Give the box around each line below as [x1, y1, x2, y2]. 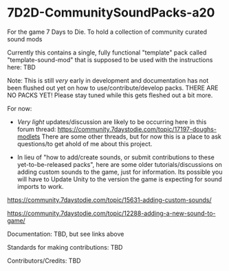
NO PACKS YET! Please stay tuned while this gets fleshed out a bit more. [7, 91, 213, 99]
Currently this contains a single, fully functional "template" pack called [7, 48, 207, 57]
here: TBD [7, 63, 36, 71]
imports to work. [17, 182, 64, 190]
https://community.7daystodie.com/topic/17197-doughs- [57, 125, 217, 133]
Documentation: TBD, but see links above [7, 230, 124, 238]
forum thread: [17, 125, 56, 133]
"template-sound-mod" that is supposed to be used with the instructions [7, 55, 213, 63]
